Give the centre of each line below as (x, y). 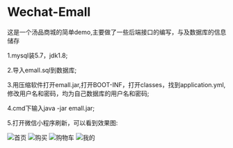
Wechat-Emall (49, 12)
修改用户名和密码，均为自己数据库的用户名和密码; (78, 93)
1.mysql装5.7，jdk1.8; (38, 55)
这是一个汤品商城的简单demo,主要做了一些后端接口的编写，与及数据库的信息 (117, 32)
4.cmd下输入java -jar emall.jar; (51, 108)
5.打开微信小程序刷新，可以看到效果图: (63, 122)
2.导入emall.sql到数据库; (42, 70)
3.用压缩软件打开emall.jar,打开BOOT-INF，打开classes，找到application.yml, (116, 84)
